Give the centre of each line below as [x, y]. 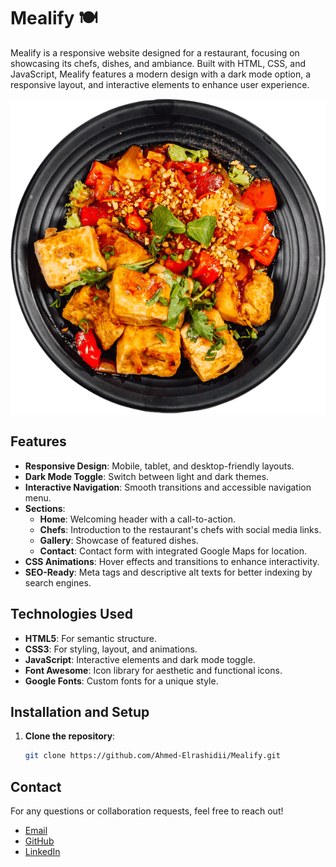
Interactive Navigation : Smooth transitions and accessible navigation [168, 487]
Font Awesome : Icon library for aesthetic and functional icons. [153, 670]
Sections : [45, 508]
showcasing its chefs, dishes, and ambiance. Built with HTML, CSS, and [158, 63]
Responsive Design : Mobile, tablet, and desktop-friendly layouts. [159, 466]
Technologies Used [71, 614]
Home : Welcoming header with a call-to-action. [138, 519]
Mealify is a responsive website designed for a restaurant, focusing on [155, 52]
